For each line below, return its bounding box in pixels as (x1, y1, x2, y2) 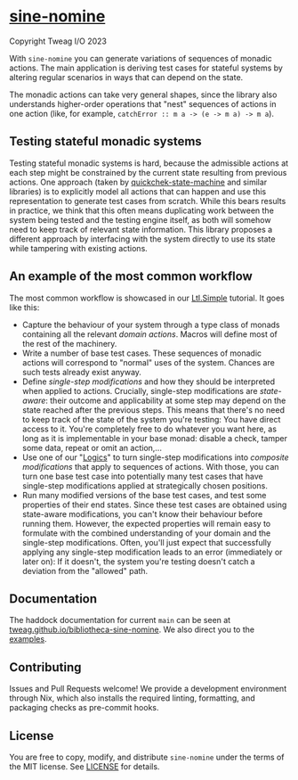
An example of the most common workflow (9, 269, 254, 284)
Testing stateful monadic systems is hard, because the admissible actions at (9, 158, 289, 168)
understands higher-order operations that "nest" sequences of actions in (9, 98, 278, 109)
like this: (9, 301, 40, 313)
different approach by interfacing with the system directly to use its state (9, 234, 276, 244)
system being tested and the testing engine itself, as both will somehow (9, 214, 271, 225)
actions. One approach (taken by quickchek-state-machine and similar (9, 177, 268, 187)
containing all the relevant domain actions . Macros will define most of (21, 328, 278, 340)
